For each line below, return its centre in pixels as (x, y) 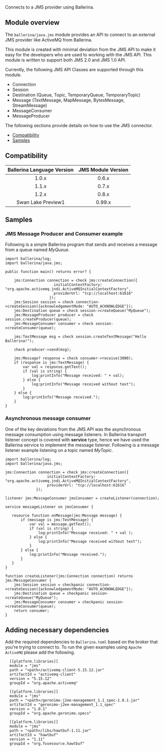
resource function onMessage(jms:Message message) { (67, 515)
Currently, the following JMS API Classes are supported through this (74, 69)
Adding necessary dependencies (57, 630)
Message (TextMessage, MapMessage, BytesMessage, (68, 100)
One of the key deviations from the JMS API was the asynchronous (73, 429)
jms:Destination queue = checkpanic (52, 593)
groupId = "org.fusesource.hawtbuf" (47, 744)
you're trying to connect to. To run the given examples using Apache (73, 647)
